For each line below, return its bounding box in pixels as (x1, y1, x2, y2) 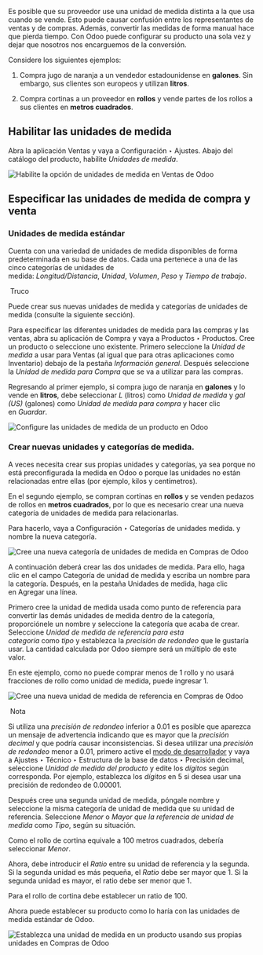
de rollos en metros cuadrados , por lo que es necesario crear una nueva (8, 499, 244, 509)
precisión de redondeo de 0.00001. (8, 780, 122, 789)
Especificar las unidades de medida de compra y (8, 192, 251, 206)
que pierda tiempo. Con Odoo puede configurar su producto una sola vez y (8, 31, 251, 41)
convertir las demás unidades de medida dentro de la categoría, (8, 610, 215, 620)
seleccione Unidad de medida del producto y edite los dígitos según (8, 763, 229, 773)
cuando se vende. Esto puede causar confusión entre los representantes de (8, 15, 254, 24)
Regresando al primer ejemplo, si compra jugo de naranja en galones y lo (8, 382, 246, 391)
